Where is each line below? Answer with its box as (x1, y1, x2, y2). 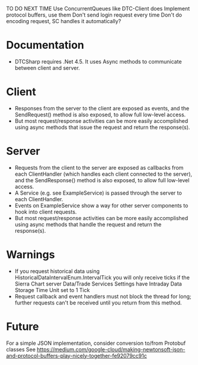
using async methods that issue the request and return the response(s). (14, 123, 190, 131)
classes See (6, 345, 36, 353)
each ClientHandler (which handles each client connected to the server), (14, 170, 193, 177)
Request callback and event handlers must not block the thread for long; (14, 293, 191, 300)
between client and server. (14, 64, 80, 71)
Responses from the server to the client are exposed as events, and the (14, 104, 190, 112)
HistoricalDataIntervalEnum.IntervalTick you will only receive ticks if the (14, 274, 190, 281)
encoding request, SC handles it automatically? (6, 18, 122, 24)
